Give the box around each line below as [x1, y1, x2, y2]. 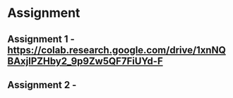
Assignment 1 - [7, 33, 76, 45]
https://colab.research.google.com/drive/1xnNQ [7, 44, 226, 56]
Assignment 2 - [7, 79, 77, 91]
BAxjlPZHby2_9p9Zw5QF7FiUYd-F [7, 55, 164, 67]
